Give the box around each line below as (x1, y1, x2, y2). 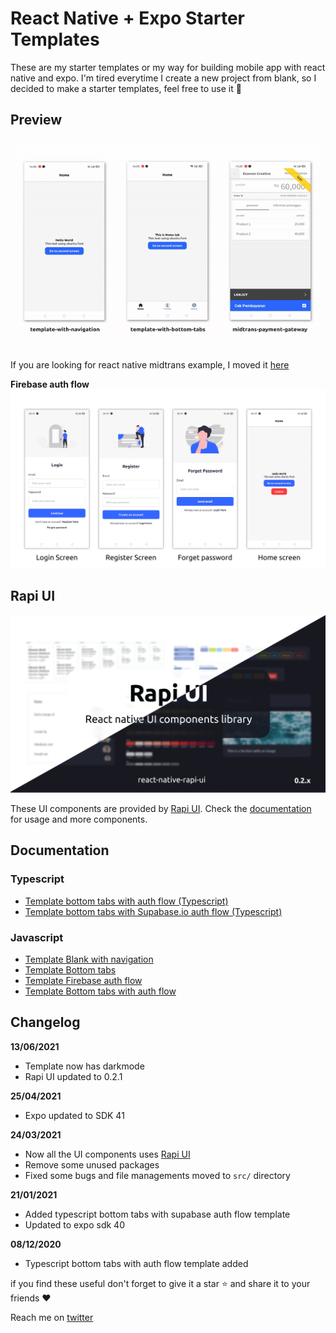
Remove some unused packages (24, 1158, 160, 1171)
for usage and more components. (10, 813, 148, 825)
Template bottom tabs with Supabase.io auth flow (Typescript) (24, 905, 283, 917)
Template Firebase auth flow (24, 974, 143, 986)
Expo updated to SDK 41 (24, 1109, 125, 1121)
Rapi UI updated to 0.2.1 (24, 1070, 123, 1082)
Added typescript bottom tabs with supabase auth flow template (24, 1208, 291, 1220)
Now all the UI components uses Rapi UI (24, 1148, 191, 1160)
